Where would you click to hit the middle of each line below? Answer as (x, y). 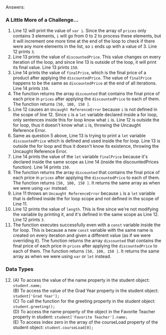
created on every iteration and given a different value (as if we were (82, 235)
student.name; (27, 286)
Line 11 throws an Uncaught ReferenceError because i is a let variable (84, 193)
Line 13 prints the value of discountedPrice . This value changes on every (87, 57)
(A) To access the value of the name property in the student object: (81, 280)
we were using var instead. (40, 188)
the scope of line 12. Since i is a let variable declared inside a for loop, (85, 115)
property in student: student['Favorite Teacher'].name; (70, 317)
